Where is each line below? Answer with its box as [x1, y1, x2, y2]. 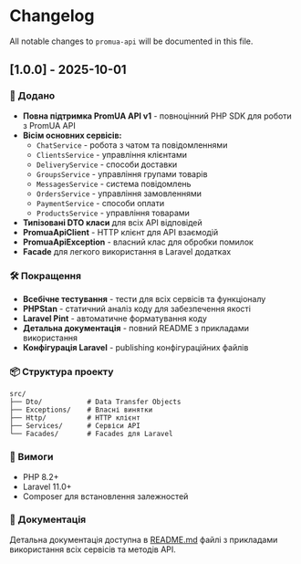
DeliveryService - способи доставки [36, 159, 178, 170]
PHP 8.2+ [22, 471, 59, 482]
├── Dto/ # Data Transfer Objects [9, 398, 182, 407]
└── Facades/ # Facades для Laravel [9, 430, 173, 439]
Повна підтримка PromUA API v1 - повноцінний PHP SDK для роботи [22, 110, 292, 121]
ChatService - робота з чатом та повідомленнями [36, 139, 228, 151]
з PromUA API [22, 120, 76, 131]
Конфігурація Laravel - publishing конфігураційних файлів [22, 341, 249, 352]
